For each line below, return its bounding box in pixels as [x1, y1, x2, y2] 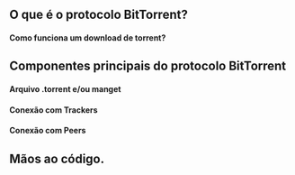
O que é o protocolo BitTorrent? [9, 7, 189, 23]
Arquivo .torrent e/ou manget [9, 83, 121, 94]
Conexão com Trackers [9, 104, 98, 115]
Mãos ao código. [9, 151, 105, 166]
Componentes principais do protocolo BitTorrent [9, 59, 287, 74]
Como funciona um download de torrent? [9, 32, 166, 43]
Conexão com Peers [9, 125, 86, 136]
